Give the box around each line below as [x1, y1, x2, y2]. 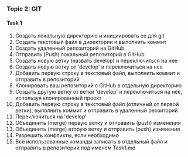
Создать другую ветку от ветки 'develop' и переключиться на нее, [15, 88, 183, 95]
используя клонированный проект [15, 94, 102, 101]
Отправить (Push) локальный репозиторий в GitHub [15, 51, 145, 58]
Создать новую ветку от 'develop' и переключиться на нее [15, 63, 163, 70]
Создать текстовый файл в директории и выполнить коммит [15, 39, 166, 46]
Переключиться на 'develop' [15, 113, 87, 120]
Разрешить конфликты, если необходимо [15, 132, 119, 139]
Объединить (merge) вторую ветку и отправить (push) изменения [15, 125, 180, 133]
